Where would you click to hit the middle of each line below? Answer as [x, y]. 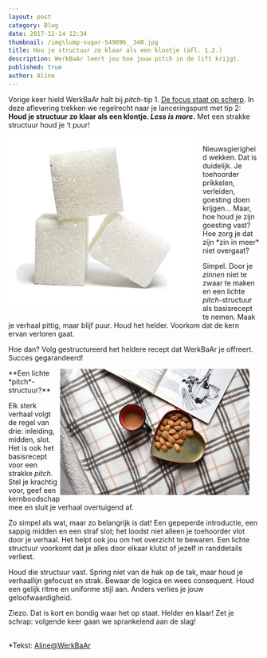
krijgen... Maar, [227, 208]
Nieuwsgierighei [230, 148]
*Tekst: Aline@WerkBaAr [50, 645]
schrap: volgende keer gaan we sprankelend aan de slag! [102, 621]
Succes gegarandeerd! [46, 357]
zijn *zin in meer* [231, 242]
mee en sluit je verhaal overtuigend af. [71, 507]
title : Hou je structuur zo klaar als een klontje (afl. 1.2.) [116, 51]
